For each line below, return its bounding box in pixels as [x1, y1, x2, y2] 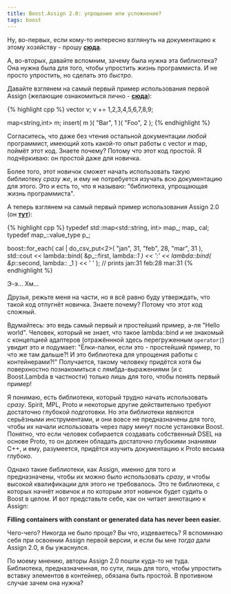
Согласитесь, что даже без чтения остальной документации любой [7, 132, 207, 140]
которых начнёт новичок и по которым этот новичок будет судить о [7, 487, 208, 495]
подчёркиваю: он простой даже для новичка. [7, 153, 141, 162]
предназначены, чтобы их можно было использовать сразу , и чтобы [7, 472, 210, 481]
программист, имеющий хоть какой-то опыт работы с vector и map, [7, 139, 208, 147]
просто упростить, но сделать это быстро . [7, 70, 133, 79]
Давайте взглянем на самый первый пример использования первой [7, 84, 210, 93]
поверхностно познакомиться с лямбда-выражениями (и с [7, 365, 183, 373]
